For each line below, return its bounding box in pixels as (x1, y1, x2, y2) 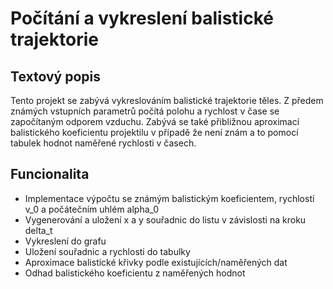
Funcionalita (10, 166, 90, 183)
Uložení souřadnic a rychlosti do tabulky (24, 245, 191, 257)
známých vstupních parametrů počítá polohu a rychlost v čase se (10, 105, 280, 117)
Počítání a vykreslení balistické (10, 7, 274, 30)
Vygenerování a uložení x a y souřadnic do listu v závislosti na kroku (24, 213, 307, 226)
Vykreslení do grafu (24, 235, 107, 247)
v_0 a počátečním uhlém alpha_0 (24, 203, 160, 215)
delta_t (24, 224, 53, 236)
